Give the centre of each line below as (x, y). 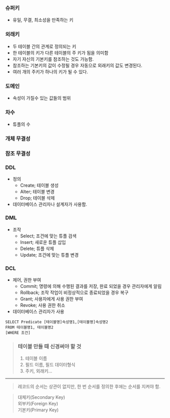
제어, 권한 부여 (27, 280)
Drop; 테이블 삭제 (37, 198)
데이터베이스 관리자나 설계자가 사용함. (50, 204)
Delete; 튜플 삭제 (37, 248)
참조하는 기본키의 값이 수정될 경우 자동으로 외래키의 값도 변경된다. (77, 65)
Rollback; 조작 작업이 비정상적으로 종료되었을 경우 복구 (74, 292)
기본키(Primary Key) (38, 410)
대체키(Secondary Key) (41, 397)
